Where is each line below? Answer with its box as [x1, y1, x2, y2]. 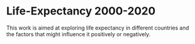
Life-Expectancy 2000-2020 [6, 4, 156, 18]
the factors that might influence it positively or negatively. [6, 30, 151, 37]
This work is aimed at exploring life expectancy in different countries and [6, 24, 190, 31]
